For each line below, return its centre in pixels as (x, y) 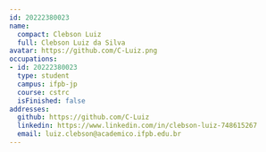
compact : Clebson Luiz (59, 34)
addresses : (29, 109)
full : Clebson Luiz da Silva (71, 42)
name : (19, 26)
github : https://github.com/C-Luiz (83, 117)
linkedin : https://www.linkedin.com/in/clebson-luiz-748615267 (137, 126)
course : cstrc (43, 92)
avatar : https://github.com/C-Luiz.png (83, 51)
